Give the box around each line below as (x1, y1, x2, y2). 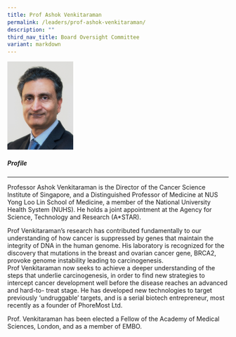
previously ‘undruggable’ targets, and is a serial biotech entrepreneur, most (7, 293, 225, 302)
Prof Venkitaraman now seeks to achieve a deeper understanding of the (7, 264, 216, 272)
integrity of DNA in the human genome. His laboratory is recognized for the (7, 242, 225, 250)
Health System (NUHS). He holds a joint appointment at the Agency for (7, 206, 212, 214)
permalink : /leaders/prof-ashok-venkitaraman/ (7, 18, 146, 26)
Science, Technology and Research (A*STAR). (7, 213, 142, 221)
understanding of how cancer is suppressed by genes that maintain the (7, 234, 214, 242)
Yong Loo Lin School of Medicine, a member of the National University (7, 198, 211, 206)
